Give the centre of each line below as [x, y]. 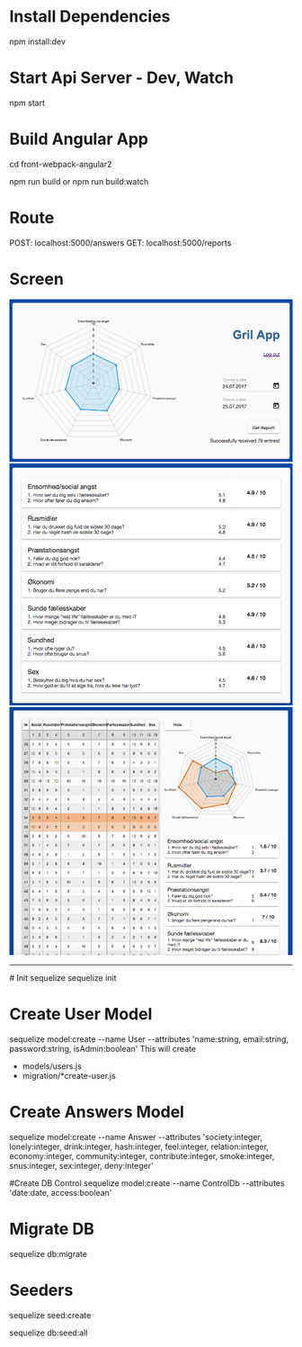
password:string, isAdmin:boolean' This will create [102, 1049]
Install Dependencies [90, 17]
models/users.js [52, 1066]
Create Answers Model [97, 1112]
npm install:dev [37, 41]
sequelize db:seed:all [49, 1333]
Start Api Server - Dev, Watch [121, 78]
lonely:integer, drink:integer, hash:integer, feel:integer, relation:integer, [139, 1147]
